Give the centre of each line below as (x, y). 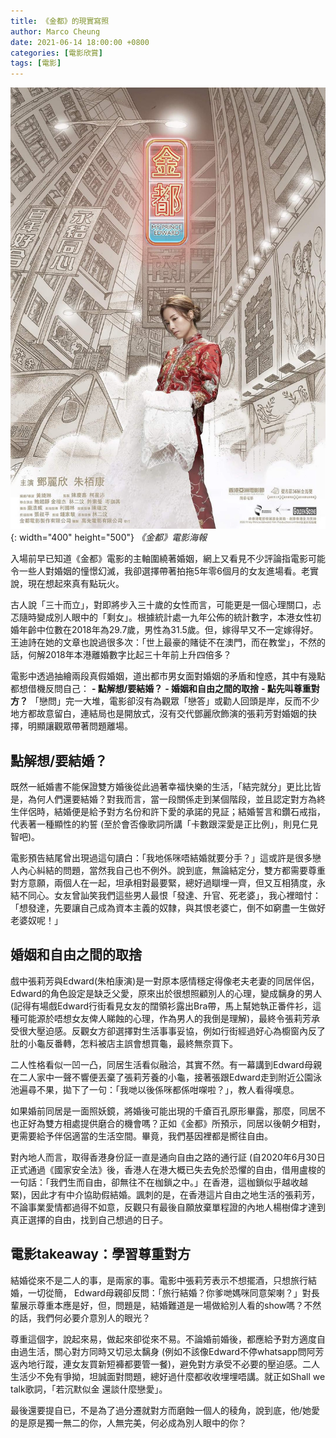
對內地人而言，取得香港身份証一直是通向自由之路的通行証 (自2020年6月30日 (168, 1157)
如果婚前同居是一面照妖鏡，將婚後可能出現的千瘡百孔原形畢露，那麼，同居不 (168, 1111)
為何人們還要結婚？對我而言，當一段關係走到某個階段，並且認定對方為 (172, 799)
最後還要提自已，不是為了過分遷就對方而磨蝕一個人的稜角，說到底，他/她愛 (165, 1410)
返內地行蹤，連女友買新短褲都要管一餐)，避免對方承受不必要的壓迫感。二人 (165, 1364)
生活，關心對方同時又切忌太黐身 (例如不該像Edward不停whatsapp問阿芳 (176, 1351)
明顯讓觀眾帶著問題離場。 (80, 726)
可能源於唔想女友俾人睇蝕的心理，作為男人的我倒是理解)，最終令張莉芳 (165, 1018)
